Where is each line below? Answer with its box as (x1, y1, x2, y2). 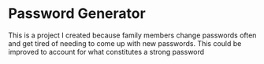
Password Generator (8, 5, 146, 23)
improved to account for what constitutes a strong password (8, 47, 205, 56)
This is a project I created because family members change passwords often (8, 30, 257, 40)
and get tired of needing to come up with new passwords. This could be (8, 38, 242, 48)
